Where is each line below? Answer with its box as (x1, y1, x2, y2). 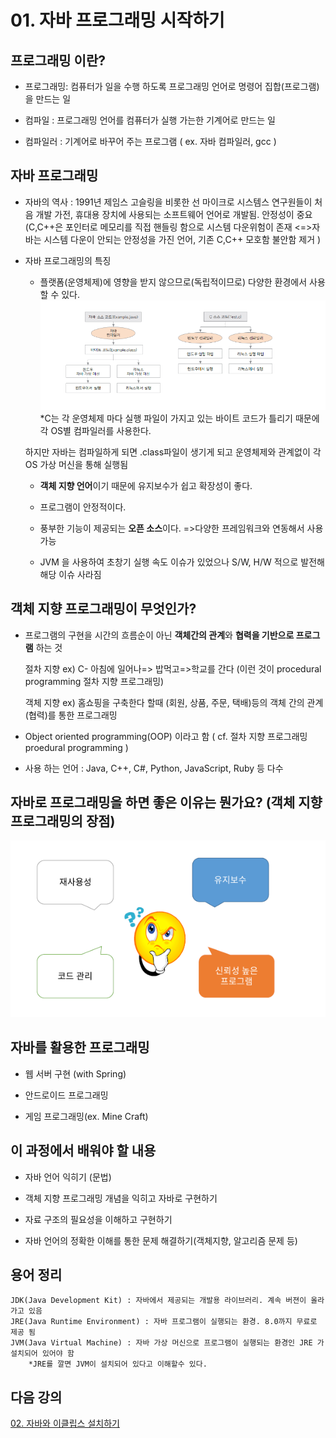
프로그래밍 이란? (10, 52, 106, 69)
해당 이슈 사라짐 (39, 568, 102, 580)
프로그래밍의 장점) (10, 812, 116, 830)
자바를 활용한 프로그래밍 (10, 1039, 150, 1056)
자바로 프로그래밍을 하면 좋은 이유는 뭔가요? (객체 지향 (10, 794, 323, 811)
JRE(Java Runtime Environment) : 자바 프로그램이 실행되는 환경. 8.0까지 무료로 (10, 1317, 318, 1327)
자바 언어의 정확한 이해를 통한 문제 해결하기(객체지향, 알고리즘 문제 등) (24, 1234, 298, 1246)
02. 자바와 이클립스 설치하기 (10, 1417, 120, 1430)
